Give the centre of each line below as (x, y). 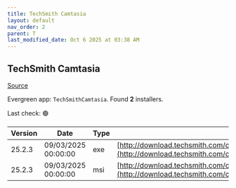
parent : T (22, 33)
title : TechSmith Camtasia (47, 14)
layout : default (31, 20)
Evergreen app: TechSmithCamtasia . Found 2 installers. (85, 99)
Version (24, 133)
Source (18, 85)
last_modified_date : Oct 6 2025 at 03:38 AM (73, 40)
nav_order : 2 (26, 27)
